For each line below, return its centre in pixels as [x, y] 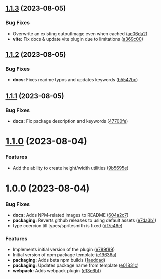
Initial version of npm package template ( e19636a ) [64, 255]
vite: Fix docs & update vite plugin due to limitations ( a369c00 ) [78, 39]
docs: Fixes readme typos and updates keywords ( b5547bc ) [75, 80]
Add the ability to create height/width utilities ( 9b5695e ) [70, 168]
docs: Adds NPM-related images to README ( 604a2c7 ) [70, 215]
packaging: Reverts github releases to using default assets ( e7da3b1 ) [85, 220]
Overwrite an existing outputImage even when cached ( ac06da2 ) [80, 33]
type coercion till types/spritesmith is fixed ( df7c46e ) [67, 226]
